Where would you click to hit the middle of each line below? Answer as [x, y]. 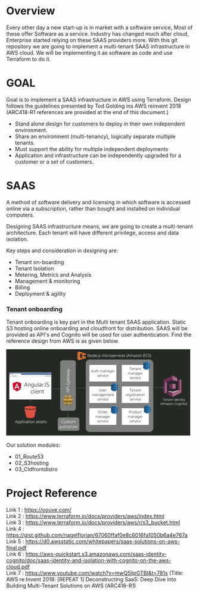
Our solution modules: [33, 445]
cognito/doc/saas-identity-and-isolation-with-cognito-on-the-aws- [89, 560]
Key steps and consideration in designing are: [62, 250]
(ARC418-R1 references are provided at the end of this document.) [87, 112]
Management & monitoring [47, 281]
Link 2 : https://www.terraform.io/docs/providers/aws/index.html [85, 516]
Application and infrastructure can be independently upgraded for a [98, 155]
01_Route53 [29, 457]
